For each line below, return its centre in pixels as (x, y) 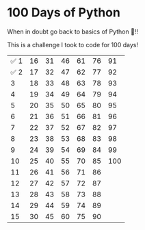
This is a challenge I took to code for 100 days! (73, 44)
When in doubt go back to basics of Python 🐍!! (73, 31)
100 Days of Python (64, 13)
